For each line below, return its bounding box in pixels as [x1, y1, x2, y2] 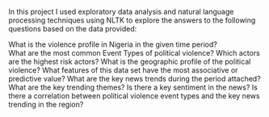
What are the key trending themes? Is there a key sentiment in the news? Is [8, 82, 258, 92]
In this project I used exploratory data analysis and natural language [8, 7, 234, 16]
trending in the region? [8, 100, 84, 109]
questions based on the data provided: [8, 24, 137, 33]
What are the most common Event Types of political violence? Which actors [8, 48, 260, 57]
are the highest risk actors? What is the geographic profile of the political [8, 56, 251, 66]
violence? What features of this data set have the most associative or [8, 65, 238, 75]
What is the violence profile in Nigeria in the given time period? [8, 40, 218, 49]
